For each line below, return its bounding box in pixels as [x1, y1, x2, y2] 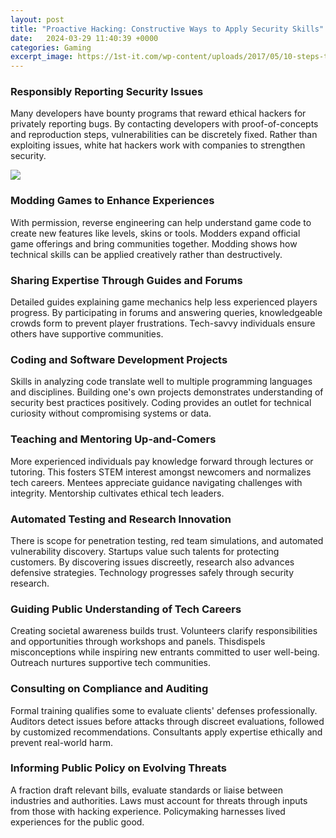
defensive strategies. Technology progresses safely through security [10, 566, 295, 578]
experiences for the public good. [10, 816, 145, 828]
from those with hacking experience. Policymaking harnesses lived [10, 805, 286, 817]
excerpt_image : [10, 52, 74, 62]
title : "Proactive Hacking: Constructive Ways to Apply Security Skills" [10, 24, 325, 34]
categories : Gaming [10, 42, 92, 53]
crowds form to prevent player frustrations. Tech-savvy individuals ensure [10, 317, 316, 330]
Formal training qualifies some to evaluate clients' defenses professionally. [10, 704, 318, 716]
